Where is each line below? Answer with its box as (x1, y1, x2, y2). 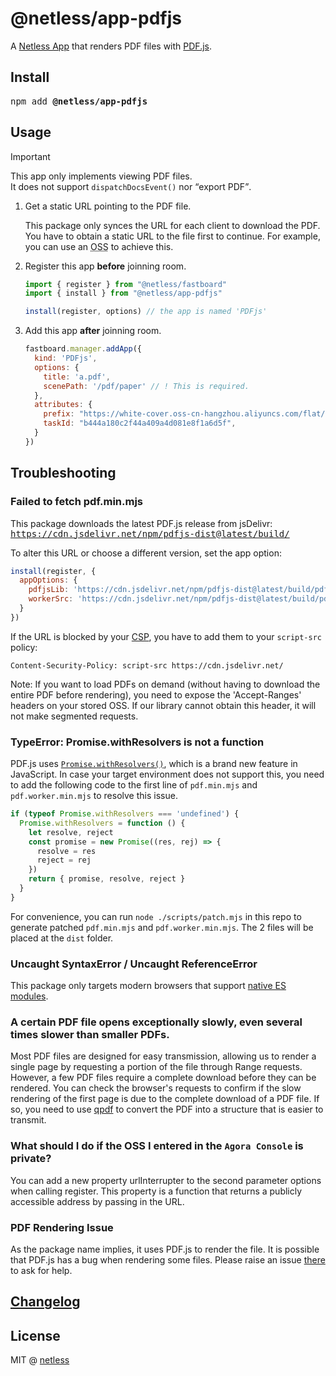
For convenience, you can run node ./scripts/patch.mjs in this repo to (10, 910, 302, 922)
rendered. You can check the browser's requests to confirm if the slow (10, 1082, 302, 1094)
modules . (10, 990, 49, 1002)
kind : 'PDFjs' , (34, 353, 98, 364)
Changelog (10, 1293, 81, 1311)
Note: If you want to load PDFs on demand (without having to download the (10, 678, 321, 690)
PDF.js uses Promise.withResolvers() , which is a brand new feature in (10, 758, 298, 770)
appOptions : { (19, 575, 78, 586)
